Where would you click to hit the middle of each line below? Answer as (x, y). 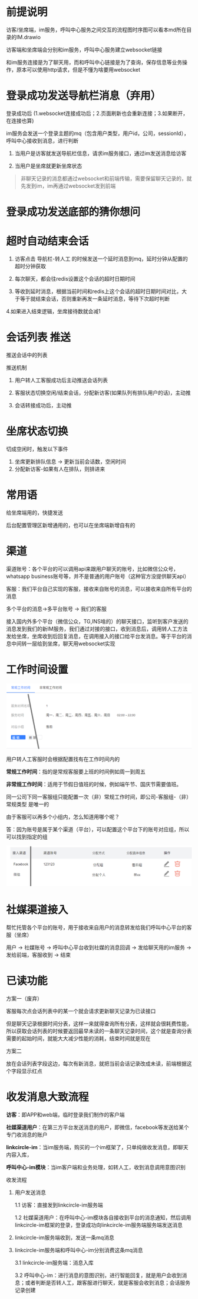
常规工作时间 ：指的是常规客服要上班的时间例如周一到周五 (76, 772)
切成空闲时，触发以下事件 (37, 449)
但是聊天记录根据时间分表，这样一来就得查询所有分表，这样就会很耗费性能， (99, 1023)
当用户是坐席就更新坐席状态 (48, 166)
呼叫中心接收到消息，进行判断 (42, 140)
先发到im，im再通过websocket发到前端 (68, 186)
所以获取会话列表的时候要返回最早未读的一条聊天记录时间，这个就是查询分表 (99, 1031)
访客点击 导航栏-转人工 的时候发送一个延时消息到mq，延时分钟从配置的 (101, 259)
